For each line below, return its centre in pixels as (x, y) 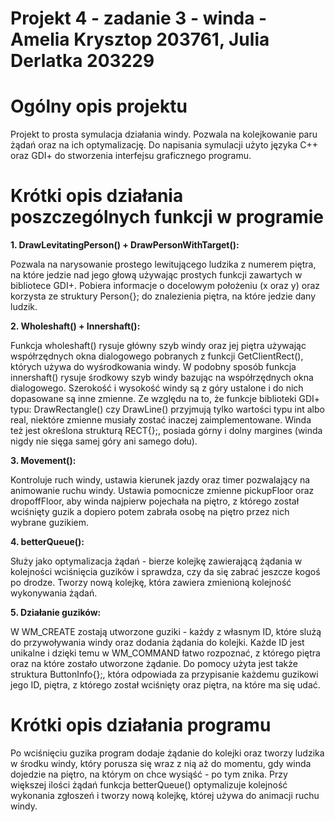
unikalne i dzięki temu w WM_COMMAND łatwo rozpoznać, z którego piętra (165, 653)
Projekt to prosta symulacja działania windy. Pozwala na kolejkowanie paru (164, 134)
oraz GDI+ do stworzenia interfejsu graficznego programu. (131, 156)
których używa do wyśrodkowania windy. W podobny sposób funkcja (153, 367)
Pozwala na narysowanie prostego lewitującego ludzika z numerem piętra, (163, 264)
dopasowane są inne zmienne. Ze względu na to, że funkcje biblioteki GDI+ (165, 399)
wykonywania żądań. (54, 593)
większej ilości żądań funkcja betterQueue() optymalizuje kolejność (149, 785)
